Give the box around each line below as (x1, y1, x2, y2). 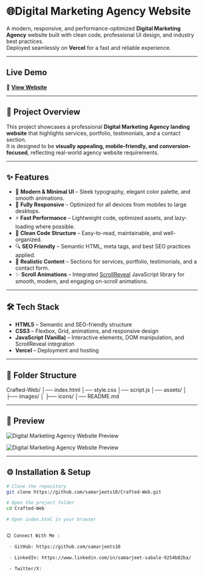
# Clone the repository (6, 483, 67, 490)
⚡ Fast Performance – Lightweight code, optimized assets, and (15, 214, 174, 222)
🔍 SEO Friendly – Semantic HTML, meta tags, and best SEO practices (15, 243, 191, 250)
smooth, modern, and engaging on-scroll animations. (15, 278, 148, 285)
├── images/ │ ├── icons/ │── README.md (6, 393, 120, 400)
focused (6, 149, 28, 156)
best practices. (6, 38, 44, 45)
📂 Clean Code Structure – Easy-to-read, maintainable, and (15, 230, 162, 237)
